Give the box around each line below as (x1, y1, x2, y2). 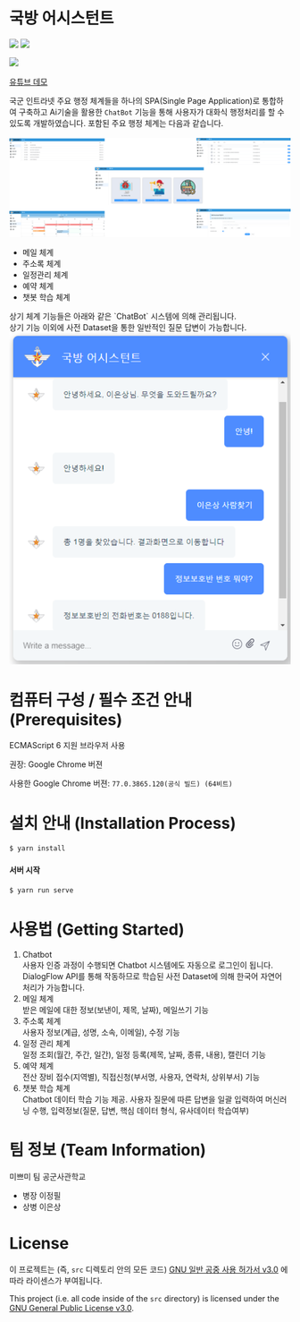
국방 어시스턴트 (9, 8, 114, 29)
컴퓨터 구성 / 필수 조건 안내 (9, 690, 193, 710)
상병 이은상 (21, 1201, 62, 1213)
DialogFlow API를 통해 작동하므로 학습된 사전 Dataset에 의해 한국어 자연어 (21, 971, 283, 982)
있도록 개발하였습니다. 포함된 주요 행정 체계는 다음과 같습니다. (9, 117, 224, 128)
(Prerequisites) (9, 709, 123, 729)
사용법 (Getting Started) (9, 919, 185, 940)
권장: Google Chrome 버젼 (9, 759, 104, 770)
